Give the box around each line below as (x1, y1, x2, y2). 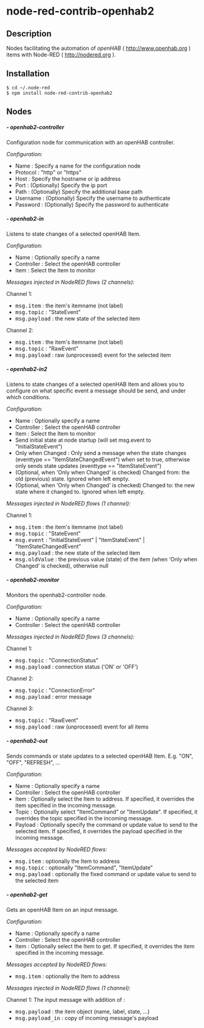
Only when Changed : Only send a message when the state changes (15, 450, 187, 457)
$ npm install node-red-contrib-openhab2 (6, 90, 113, 96)
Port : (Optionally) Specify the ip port (15, 182, 107, 189)
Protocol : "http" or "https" (15, 169, 82, 176)
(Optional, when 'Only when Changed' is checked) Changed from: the (15, 469, 190, 476)
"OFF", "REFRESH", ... (6, 759, 61, 766)
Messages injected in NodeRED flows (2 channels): (6, 278, 135, 286)
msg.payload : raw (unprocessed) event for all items (15, 723, 149, 730)
